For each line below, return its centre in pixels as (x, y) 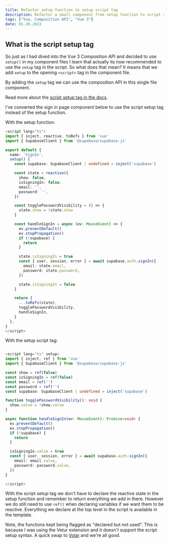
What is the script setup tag (50, 44)
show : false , (32, 178)
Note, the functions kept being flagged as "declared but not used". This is (81, 525)
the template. (19, 515)
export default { (23, 150)
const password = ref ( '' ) (32, 387)
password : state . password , (52, 270)
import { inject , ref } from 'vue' (43, 359)
